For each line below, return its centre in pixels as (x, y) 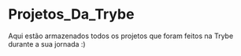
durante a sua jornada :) (47, 44)
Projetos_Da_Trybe (71, 14)
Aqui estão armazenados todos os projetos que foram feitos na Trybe (121, 36)
